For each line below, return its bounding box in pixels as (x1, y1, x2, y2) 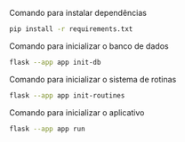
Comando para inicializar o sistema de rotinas (9, 74, 177, 84)
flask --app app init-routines (9, 91, 125, 100)
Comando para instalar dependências (9, 8, 147, 18)
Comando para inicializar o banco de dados (9, 40, 169, 51)
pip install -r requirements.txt (9, 25, 133, 34)
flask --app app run (9, 124, 86, 133)
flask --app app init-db (9, 58, 101, 67)
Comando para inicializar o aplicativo (9, 106, 145, 118)
